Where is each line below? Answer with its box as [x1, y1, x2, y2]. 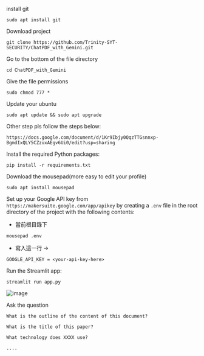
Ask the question [6, 301, 49, 309]
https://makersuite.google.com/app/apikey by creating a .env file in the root [6, 202, 198, 209]
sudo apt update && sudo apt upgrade [6, 112, 102, 118]
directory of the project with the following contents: [6, 208, 135, 215]
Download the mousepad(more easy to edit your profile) [6, 173, 147, 180]
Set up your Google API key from [6, 195, 89, 203]
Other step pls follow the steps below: [6, 123, 101, 130]
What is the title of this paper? [6, 324, 94, 330]
